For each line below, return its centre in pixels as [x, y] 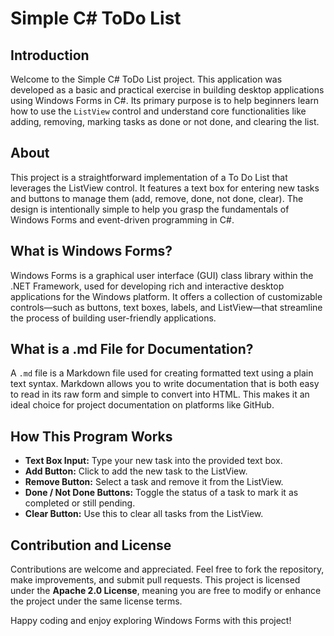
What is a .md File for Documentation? [132, 349]
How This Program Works [91, 436]
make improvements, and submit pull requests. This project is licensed [155, 580]
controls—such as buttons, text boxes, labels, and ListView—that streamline [166, 307]
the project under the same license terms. [96, 601]
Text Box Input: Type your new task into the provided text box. [153, 461]
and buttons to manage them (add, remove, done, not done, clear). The [157, 198]
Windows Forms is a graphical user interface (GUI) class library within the [162, 275]
